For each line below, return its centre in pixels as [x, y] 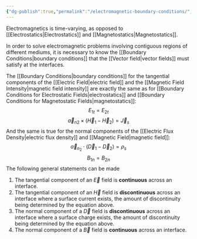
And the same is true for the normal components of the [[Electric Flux [90, 131]
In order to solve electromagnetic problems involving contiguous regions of [97, 46]
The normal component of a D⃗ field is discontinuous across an [92, 211]
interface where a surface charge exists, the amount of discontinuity [97, 217]
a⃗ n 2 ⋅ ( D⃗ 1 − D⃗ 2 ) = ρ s [98, 148]
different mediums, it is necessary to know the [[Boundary [76, 52]
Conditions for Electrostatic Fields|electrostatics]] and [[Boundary [86, 95]
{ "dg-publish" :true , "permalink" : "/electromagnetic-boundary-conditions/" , [99, 11]
